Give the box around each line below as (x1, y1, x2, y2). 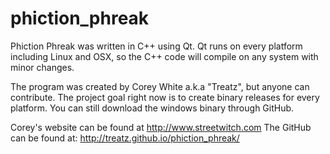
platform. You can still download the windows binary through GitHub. (10, 102, 295, 114)
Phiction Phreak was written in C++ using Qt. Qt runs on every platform (10, 40, 303, 52)
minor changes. (10, 61, 75, 73)
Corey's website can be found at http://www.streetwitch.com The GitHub (10, 121, 312, 133)
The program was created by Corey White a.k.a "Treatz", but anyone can (10, 80, 310, 92)
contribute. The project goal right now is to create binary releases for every (10, 91, 320, 103)
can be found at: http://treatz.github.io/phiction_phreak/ (10, 132, 240, 144)
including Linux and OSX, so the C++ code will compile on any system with (10, 50, 319, 62)
